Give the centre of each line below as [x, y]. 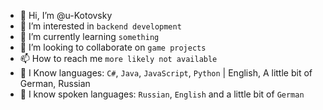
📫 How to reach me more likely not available [118, 58]
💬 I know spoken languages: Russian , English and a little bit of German [162, 94]
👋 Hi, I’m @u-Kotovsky [66, 15]
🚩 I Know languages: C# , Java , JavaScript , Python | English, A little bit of [166, 73]
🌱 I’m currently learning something [89, 36]
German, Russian [55, 83]
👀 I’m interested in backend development [100, 26]
